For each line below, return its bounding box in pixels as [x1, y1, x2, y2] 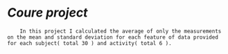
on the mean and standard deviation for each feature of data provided [7, 33, 218, 41]
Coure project [7, 5, 88, 21]
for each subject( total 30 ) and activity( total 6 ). [7, 39, 172, 46]
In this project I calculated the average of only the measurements [19, 28, 222, 35]
